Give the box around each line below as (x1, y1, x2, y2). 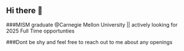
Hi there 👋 (6, 6, 43, 16)
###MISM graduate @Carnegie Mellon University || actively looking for (6, 21, 178, 28)
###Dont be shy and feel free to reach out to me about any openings (6, 38, 173, 45)
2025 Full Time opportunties (6, 27, 75, 34)
